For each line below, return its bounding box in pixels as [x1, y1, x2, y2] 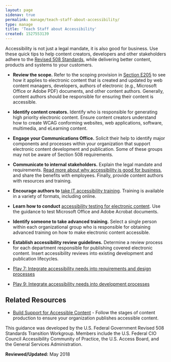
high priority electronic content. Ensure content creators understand [12, 114, 157, 120]
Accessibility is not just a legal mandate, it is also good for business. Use [5, 46, 158, 51]
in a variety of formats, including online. [12, 193, 96, 199]
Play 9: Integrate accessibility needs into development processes [12, 281, 150, 287]
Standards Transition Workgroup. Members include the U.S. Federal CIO [5, 330, 157, 336]
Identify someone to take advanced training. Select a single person [12, 218, 157, 225]
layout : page [5, 7, 33, 13]
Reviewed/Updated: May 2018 [5, 351, 70, 357]
